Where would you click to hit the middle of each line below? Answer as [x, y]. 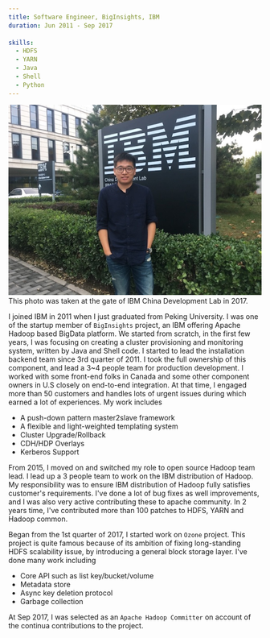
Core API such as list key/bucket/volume [87, 575]
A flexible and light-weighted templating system [99, 426]
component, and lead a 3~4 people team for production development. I [126, 367]
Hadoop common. [38, 519]
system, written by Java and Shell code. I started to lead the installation [127, 350]
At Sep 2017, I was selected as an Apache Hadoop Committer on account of [130, 617]
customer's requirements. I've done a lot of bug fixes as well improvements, [134, 493]
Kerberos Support [49, 452]
